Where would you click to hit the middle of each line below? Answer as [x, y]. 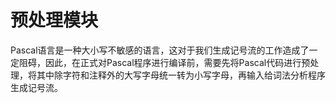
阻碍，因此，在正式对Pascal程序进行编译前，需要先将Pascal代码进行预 [164, 62]
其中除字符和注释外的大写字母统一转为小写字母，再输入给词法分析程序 [181, 75]
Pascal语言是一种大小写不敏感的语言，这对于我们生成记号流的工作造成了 [160, 50]
